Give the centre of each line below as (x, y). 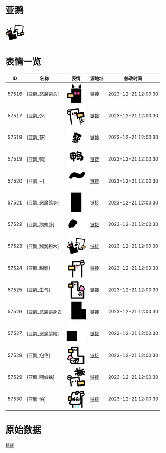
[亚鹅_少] (36, 116)
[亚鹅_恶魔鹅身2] (44, 312)
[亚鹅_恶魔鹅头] (43, 94)
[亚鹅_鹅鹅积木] (43, 246)
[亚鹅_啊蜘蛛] (40, 377)
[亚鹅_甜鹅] (38, 268)
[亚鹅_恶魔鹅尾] (43, 333)
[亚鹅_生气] (38, 290)
